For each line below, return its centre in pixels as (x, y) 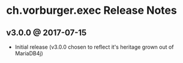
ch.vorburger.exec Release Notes (91, 10)
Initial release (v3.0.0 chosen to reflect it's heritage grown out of (94, 47)
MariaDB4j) (29, 53)
